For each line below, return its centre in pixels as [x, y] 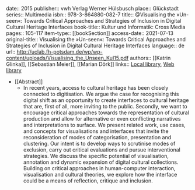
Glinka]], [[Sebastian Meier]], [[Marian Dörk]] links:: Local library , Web [90, 64]
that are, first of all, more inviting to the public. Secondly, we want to [105, 106]
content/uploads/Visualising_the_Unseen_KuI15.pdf [67, 58]
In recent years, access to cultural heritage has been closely [96, 88]
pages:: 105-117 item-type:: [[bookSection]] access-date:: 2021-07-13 [90, 33]
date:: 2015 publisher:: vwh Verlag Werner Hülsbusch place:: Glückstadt [93, 8]
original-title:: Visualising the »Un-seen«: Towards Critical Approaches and [96, 39]
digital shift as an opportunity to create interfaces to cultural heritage [106, 100]
